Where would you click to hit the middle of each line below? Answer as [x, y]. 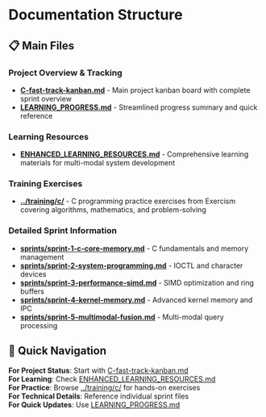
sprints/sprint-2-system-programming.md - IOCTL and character [131, 265]
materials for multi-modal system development [98, 163]
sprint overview [46, 98]
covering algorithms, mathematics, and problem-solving [113, 210]
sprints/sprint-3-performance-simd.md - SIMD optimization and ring [137, 282]
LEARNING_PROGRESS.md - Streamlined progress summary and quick [139, 107]
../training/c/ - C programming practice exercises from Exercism [128, 201]
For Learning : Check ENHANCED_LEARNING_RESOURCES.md [112, 379]
